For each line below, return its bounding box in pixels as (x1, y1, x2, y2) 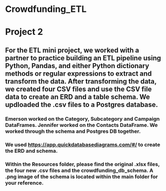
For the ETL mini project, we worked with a (5, 46, 139, 54)
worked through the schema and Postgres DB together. (5, 128, 141, 135)
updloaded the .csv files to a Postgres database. (5, 100, 158, 109)
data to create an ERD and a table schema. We (5, 93, 150, 101)
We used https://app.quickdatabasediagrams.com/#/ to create (5, 141, 161, 148)
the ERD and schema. (5, 147, 58, 154)
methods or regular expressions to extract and (5, 69, 152, 78)
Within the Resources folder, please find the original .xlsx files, (5, 161, 160, 168)
